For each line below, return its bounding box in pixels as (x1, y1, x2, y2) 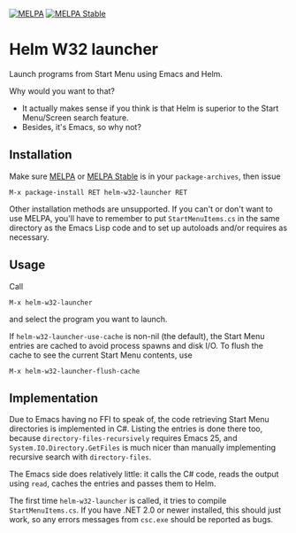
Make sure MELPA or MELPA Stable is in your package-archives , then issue (9, 171, 281, 182)
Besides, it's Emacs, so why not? (21, 121, 141, 132)
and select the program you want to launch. (9, 313, 168, 324)
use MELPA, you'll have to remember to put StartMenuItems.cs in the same (9, 212, 280, 223)
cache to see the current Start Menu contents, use (9, 350, 193, 360)
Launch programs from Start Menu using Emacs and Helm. (9, 68, 224, 79)
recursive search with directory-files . (9, 452, 152, 462)
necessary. (9, 231, 50, 243)
